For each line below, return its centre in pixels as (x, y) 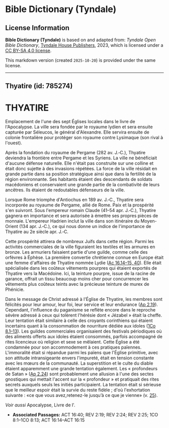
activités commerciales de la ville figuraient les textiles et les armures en (80, 247)
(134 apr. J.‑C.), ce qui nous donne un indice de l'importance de (85, 227)
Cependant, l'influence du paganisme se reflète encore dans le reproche (80, 310)
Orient (12, 227)
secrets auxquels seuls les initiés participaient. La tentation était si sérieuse (83, 385)
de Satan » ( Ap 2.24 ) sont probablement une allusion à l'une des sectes (79, 374)
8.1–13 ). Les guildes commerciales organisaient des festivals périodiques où (83, 331)
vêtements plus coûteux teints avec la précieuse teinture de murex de (77, 284)
